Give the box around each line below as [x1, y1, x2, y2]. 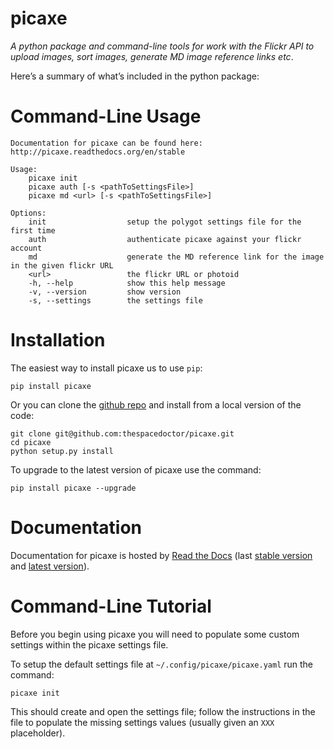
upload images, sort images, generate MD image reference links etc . [10, 50, 294, 62]
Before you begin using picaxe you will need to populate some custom [10, 628, 300, 640]
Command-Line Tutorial [10, 595, 212, 617]
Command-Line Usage [10, 105, 202, 128]
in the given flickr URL [10, 260, 114, 271]
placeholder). [10, 727, 66, 739]
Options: [10, 208, 47, 218]
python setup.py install [10, 446, 114, 456]
